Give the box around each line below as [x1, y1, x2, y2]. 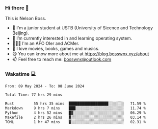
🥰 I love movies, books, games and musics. [12, 46, 100, 52]
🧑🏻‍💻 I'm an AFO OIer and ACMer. [12, 41, 79, 46]
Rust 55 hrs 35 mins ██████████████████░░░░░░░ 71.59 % [5, 101, 146, 107]
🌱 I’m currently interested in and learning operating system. [12, 35, 132, 41]
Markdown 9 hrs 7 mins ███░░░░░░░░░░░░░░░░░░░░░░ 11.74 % [5, 106, 146, 111]
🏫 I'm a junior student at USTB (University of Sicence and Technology [12, 25, 153, 31]
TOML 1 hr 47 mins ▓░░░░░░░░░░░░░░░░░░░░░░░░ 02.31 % [5, 119, 146, 124]
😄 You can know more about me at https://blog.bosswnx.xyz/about [12, 51, 149, 57]
